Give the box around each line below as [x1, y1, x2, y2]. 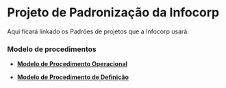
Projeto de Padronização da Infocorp [7, 5, 220, 20]
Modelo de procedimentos [7, 44, 97, 54]
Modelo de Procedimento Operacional [16, 60, 128, 68]
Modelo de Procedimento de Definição [16, 73, 129, 81]
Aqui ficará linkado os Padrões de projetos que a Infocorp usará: [7, 27, 190, 35]
